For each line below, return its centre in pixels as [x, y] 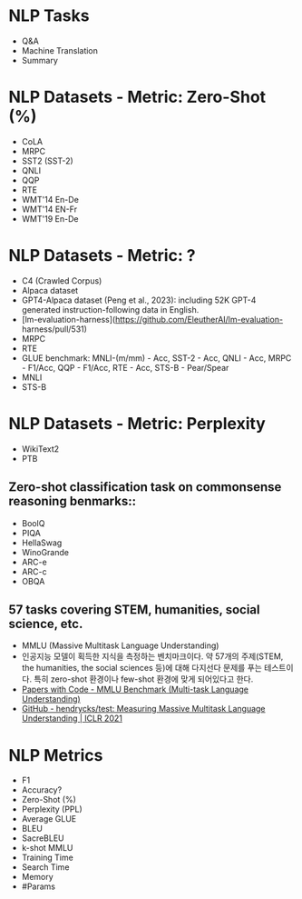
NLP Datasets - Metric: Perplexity [137, 424]
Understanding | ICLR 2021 [72, 718]
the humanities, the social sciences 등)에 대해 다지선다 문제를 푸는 [141, 668]
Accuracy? [42, 790]
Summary [39, 60]
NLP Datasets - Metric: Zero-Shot [137, 97]
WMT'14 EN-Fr [49, 209]
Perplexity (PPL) [52, 809]
